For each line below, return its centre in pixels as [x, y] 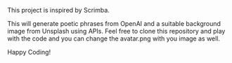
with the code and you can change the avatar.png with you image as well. [114, 38]
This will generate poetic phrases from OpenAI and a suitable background [114, 23]
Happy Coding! [29, 52]
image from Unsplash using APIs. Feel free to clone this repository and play [116, 31]
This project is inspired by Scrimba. [59, 10]
